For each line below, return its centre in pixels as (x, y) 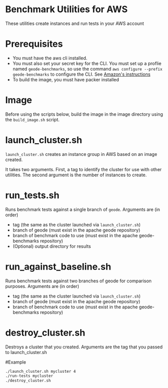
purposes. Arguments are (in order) (42, 286)
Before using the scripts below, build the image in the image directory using (84, 114)
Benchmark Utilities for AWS (66, 9)
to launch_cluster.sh (26, 352)
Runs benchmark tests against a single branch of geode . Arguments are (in (83, 209)
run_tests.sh (32, 195)
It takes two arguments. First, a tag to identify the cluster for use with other (83, 169)
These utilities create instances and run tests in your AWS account (75, 23)
